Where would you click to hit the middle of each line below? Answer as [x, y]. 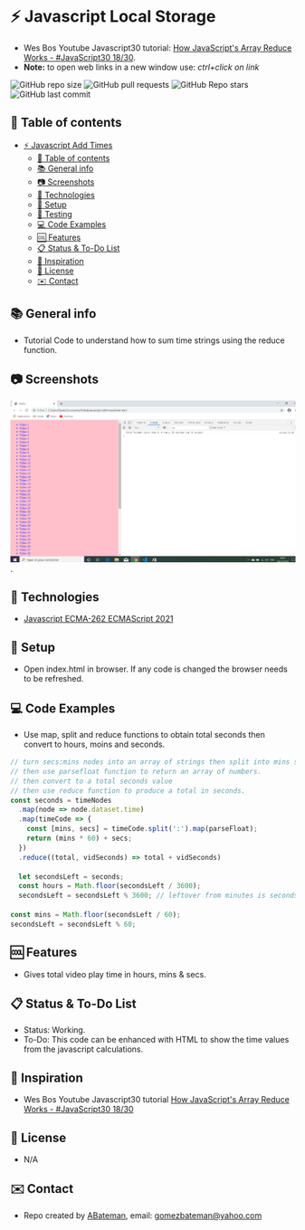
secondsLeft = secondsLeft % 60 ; [73, 924]
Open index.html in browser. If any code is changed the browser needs [155, 669]
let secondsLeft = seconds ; [71, 877]
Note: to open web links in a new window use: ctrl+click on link [141, 67]
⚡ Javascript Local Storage [113, 17]
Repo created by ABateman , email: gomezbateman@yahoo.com [143, 1215]
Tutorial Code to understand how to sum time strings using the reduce [154, 340]
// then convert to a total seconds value [91, 781]
